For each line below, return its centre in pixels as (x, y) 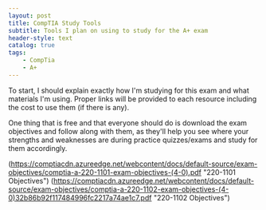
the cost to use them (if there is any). (69, 107)
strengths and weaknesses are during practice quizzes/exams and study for (133, 140)
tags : (17, 53)
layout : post (30, 16)
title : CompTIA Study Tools (55, 23)
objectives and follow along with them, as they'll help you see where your (129, 131)
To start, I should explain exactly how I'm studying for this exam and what (129, 90)
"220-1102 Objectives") (192, 197)
